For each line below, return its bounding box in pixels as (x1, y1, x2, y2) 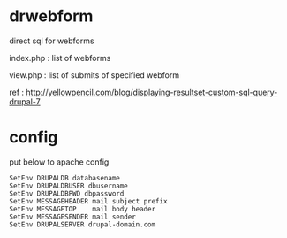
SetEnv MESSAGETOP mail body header (9, 204, 156, 213)
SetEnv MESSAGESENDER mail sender (9, 212, 137, 221)
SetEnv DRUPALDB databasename (9, 173, 121, 182)
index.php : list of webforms (9, 52, 111, 63)
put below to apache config (9, 157, 110, 167)
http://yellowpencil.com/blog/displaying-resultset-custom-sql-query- (26, 87, 278, 97)
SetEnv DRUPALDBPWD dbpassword (9, 188, 125, 198)
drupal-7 (9, 96, 42, 107)
